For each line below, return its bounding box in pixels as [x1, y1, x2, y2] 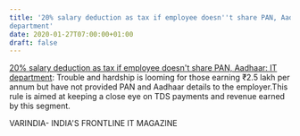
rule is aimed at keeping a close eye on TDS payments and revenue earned [9, 91, 286, 102]
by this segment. [9, 100, 71, 112]
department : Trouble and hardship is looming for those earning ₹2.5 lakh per [9, 72, 290, 83]
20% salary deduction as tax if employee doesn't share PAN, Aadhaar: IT [9, 63, 278, 73]
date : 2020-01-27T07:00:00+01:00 [9, 30, 134, 38]
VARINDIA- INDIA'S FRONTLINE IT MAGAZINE [9, 118, 178, 129]
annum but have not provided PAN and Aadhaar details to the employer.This [9, 81, 288, 92]
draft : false [9, 38, 58, 47]
